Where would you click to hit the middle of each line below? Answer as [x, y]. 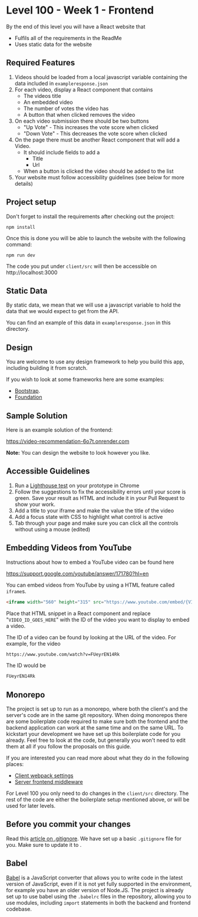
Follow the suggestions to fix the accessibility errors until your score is [100, 492]
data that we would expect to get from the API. [63, 311]
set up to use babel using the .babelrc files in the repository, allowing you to [99, 896]
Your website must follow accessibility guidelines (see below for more [99, 177]
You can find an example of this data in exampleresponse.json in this [88, 323]
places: [15, 764]
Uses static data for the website [53, 44]
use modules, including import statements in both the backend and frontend [98, 902]
